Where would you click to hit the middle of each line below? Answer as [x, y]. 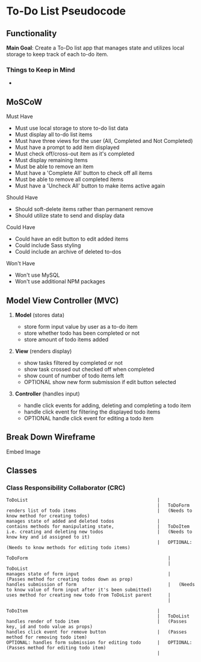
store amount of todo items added [66, 339]
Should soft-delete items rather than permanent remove [84, 209]
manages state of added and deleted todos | [83, 522]
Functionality [32, 33]
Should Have [22, 198]
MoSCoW [24, 102]
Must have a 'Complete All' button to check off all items [84, 173]
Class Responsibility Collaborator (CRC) [66, 488]
